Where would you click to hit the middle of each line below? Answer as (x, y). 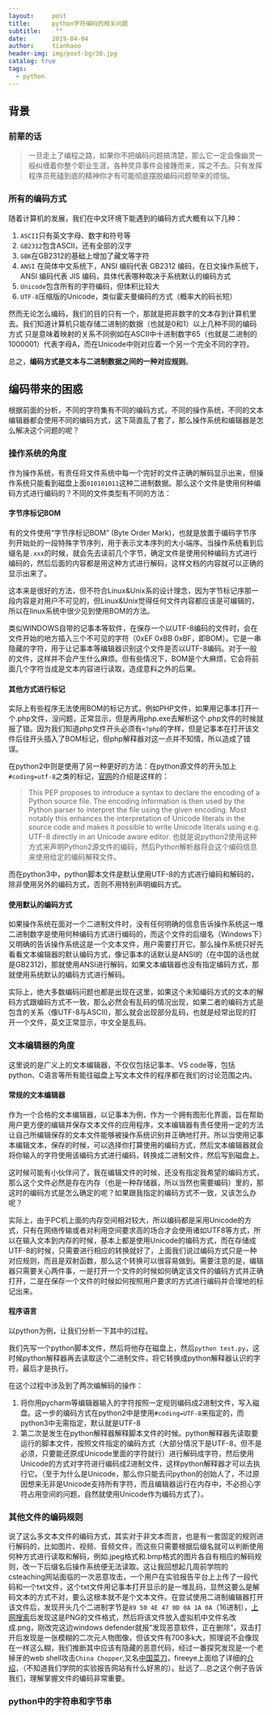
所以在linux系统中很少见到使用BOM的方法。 (81, 610)
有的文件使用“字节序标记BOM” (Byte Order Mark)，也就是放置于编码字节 (129, 532)
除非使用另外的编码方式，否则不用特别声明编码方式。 (97, 885)
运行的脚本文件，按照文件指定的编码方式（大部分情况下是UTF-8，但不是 (141, 1444)
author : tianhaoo (45, 46)
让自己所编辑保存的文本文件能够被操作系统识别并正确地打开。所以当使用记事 (136, 1135)
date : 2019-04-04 (49, 39)
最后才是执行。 (47, 1368)
